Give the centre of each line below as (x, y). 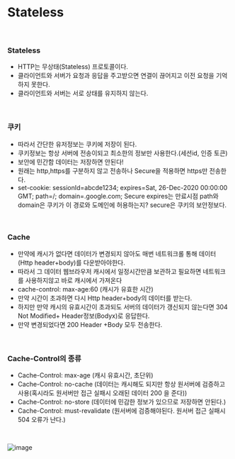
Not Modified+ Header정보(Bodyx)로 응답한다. (84, 316)
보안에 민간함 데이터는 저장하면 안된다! (70, 162)
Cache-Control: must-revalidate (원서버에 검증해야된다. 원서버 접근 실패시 (121, 411)
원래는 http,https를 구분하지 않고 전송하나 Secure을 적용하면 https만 (113, 170)
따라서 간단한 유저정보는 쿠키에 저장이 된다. (77, 144)
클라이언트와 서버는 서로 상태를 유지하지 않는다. (83, 94)
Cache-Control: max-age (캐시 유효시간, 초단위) (85, 375)
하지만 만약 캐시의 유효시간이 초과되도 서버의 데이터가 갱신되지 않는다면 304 (122, 306)
